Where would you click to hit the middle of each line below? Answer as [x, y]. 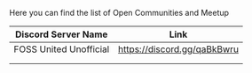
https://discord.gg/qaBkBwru [179, 49]
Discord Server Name [61, 34]
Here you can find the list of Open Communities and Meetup [119, 13]
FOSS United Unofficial [62, 49]
